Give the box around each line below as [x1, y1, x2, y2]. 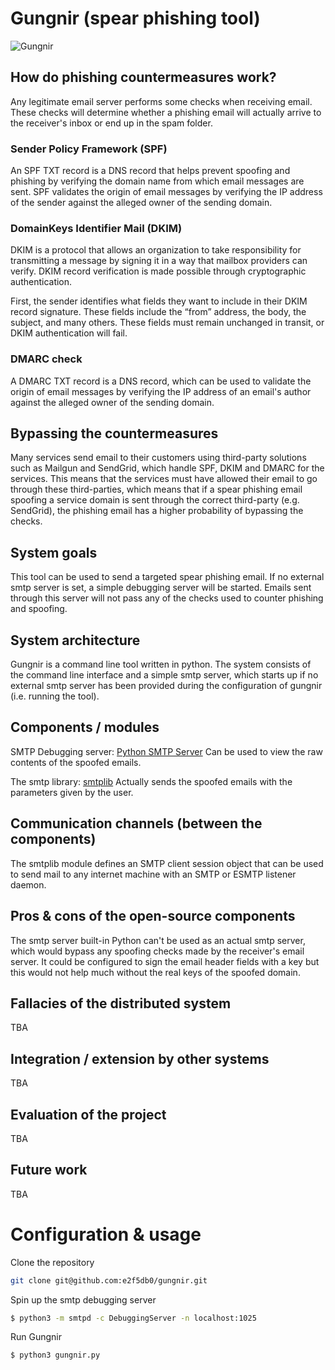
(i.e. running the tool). [10, 690, 100, 702]
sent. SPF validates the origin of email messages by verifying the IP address [10, 186, 323, 198]
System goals [10, 544, 98, 561]
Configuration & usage [10, 1223, 202, 1246]
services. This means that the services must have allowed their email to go [10, 473, 318, 485]
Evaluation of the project [10, 1106, 167, 1123]
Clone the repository [10, 1256, 95, 1268]
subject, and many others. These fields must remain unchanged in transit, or [10, 317, 325, 329]
